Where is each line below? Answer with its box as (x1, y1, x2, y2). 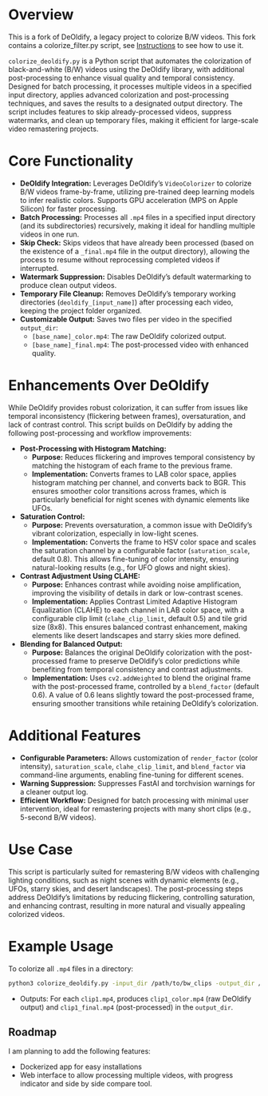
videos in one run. (19, 229, 80, 239)
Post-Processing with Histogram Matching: (19, 444, 167, 453)
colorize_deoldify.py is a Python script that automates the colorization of (8, 56, 252, 66)
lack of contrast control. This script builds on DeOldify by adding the (8, 420, 233, 429)
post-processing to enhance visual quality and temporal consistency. (8, 73, 235, 82)
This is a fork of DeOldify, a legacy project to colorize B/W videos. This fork (8, 32, 256, 42)
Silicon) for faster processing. (19, 204, 118, 213)
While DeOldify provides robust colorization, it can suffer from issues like (8, 402, 249, 412)
